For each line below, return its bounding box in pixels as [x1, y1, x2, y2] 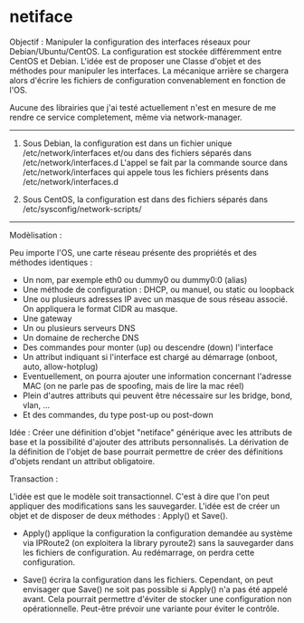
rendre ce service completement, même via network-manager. [9, 112, 242, 122]
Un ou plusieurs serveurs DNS [22, 322, 136, 333]
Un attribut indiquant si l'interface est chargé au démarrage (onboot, [22, 351, 278, 362]
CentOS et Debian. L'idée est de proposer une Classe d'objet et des [9, 55, 261, 66]
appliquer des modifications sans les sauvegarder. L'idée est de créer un [9, 501, 280, 511]
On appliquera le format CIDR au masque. [22, 303, 178, 314]
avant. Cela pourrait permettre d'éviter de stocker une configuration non [22, 593, 292, 604]
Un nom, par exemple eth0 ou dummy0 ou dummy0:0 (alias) [22, 274, 248, 285]
